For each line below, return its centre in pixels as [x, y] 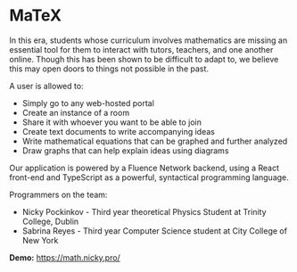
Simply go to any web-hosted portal [88, 103]
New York [40, 240]
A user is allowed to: [46, 86]
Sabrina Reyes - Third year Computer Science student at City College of [155, 231]
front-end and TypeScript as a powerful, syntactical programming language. [149, 177]
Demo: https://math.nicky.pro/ [65, 257]
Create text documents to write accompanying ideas [119, 131]
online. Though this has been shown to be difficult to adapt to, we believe [144, 59]
